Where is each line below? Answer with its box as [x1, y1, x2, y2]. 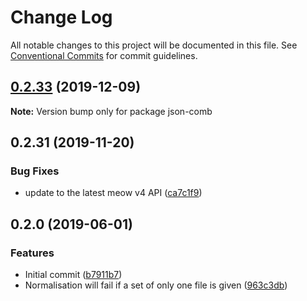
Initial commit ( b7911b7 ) [24, 269, 123, 281]
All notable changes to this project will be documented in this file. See [10, 39, 298, 51]
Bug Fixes [10, 164, 60, 178]
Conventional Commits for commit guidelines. [10, 49, 198, 61]
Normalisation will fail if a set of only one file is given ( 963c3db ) [24, 279, 288, 291]
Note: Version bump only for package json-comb [10, 105, 213, 117]
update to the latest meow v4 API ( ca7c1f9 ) [24, 187, 203, 199]
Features [10, 246, 55, 260]
